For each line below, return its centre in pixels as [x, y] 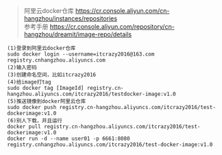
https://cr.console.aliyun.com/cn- [122, 11]
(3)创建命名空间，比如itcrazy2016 [52, 75]
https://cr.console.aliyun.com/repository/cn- [112, 26]
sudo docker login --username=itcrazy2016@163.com [81, 54]
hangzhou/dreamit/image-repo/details [78, 34]
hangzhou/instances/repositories [71, 19]
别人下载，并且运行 [39, 121]
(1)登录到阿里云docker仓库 [41, 48]
